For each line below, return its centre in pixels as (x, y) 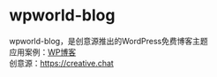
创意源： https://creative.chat (62, 63)
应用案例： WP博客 (43, 52)
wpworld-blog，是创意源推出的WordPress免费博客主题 (109, 41)
